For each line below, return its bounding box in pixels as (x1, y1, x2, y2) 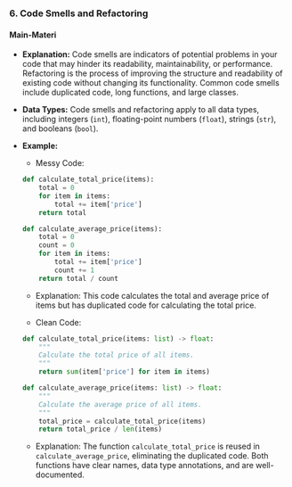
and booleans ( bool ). (21, 123, 99, 134)
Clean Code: (35, 317, 82, 327)
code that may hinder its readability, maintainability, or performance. (21, 59, 273, 70)
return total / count (38, 274, 118, 283)
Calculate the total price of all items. (38, 351, 194, 359)
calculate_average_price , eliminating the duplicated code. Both (35, 450, 269, 461)
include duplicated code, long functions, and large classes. (21, 87, 239, 98)
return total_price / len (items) (38, 425, 163, 434)
